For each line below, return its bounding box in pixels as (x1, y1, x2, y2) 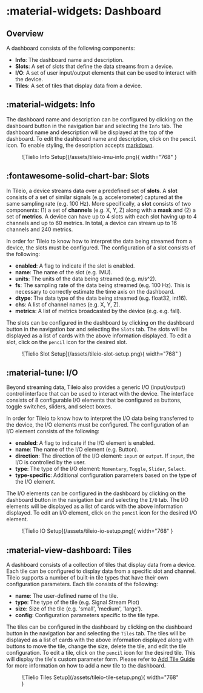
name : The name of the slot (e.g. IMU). (15, 268, 113, 276)
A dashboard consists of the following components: (6, 44, 135, 52)
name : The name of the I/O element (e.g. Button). (15, 446, 139, 453)
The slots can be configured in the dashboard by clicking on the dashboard (6, 319, 195, 326)
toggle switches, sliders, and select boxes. (6, 403, 113, 410)
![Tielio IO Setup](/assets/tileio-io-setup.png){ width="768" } (21, 527, 173, 535)
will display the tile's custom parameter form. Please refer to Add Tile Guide (6, 655, 195, 663)
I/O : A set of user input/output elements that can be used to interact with (15, 69, 197, 76)
